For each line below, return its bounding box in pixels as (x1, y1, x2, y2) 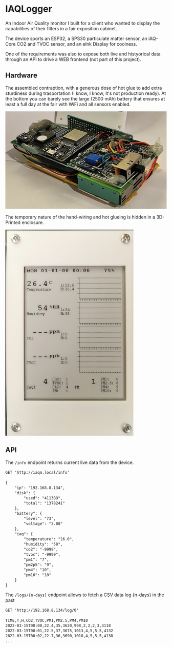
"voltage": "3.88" (24, 521, 63, 526)
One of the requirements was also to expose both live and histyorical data (5, 51, 161, 57)
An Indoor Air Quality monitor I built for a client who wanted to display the (5, 20, 160, 26)
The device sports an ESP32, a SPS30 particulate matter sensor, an (5, 35, 147, 42)
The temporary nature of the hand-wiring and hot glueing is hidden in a (5, 214, 155, 220)
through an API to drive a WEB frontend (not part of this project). (5, 56, 142, 62)
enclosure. (21, 219, 45, 226)
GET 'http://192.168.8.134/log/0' (5, 608, 79, 613)
